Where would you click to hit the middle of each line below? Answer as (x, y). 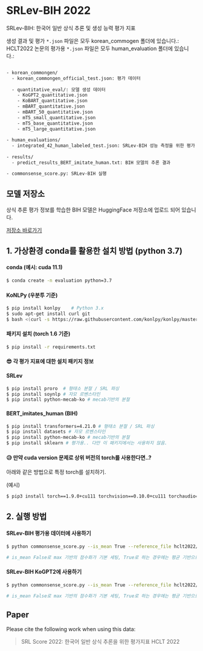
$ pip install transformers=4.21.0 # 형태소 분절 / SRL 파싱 (80, 426)
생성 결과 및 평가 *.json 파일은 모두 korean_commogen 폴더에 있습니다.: (93, 40)
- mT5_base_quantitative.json (55, 123)
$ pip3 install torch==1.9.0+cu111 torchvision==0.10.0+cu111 (86, 496)
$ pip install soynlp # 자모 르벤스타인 (53, 394)
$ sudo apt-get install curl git (48, 314)
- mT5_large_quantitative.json (56, 129)
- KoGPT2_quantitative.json (52, 95)
